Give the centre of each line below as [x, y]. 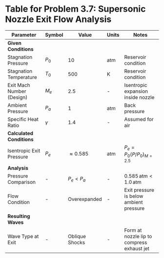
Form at [133, 230]
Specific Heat [23, 119]
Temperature [22, 77]
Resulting [19, 217]
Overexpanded [85, 199]
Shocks [77, 242]
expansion [136, 91]
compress [136, 242]
